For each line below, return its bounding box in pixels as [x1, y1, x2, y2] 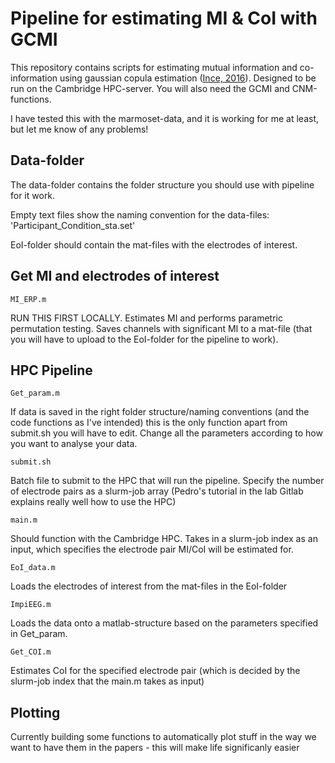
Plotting [10, 704, 61, 721]
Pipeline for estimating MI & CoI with [10, 7, 318, 30]
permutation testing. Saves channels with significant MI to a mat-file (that [10, 322, 313, 334]
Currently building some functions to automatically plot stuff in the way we [10, 731, 317, 743]
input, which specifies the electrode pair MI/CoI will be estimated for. [10, 543, 294, 556]
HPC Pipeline [10, 362, 93, 379]
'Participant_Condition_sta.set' [10, 219, 136, 231]
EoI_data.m [10, 563, 56, 573]
